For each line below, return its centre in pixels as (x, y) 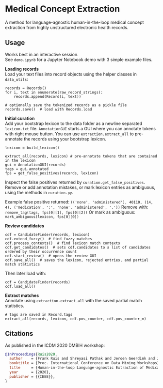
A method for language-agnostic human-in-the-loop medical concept (74, 22)
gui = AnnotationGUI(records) (36, 165)
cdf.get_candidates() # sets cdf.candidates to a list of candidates (78, 247)
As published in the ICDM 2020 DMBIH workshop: (55, 345)
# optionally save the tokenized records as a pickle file (66, 105)
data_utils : (16, 79)
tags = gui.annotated (27, 169)
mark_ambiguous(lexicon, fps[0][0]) (42, 217)
